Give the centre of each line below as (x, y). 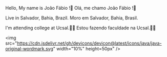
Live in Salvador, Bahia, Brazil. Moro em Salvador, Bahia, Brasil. (72, 18)
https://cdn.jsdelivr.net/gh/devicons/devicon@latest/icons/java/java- (90, 43)
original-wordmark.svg (29, 49)
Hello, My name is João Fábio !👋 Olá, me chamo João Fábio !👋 (71, 8)
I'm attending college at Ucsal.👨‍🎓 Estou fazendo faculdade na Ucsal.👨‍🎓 (81, 28)
